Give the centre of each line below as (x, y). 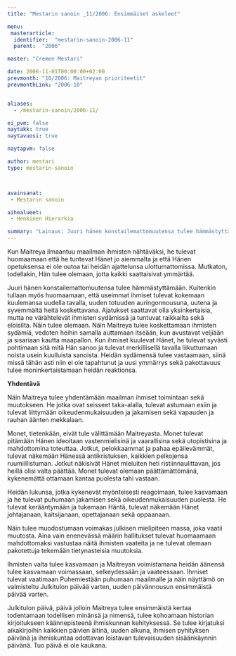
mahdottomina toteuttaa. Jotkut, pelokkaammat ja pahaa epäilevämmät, (111, 448)
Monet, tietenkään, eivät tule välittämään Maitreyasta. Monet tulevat (105, 433)
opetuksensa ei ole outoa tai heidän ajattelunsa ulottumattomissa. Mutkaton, (117, 266)
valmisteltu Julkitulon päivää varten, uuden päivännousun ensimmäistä (110, 587)
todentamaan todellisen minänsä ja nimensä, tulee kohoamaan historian (111, 615)
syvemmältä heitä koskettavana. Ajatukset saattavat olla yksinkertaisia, (110, 310)
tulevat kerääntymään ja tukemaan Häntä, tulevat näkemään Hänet (103, 507)
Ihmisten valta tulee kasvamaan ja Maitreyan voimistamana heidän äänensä (116, 564)
